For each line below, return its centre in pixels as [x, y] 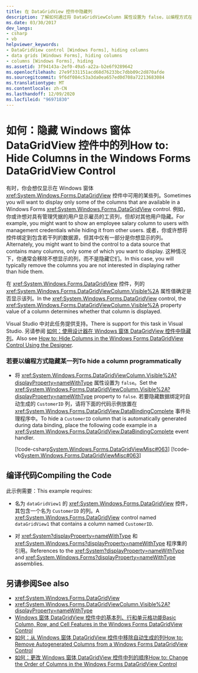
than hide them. [25, 271]
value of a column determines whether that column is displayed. [84, 311]
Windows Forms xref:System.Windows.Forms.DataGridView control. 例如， [97, 209]
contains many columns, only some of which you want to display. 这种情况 [96, 251]
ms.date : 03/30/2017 [32, 22]
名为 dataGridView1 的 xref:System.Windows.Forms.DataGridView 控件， [103, 503]
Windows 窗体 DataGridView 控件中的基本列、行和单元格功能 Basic [95, 617]
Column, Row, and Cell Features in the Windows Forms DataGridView [98, 625]
